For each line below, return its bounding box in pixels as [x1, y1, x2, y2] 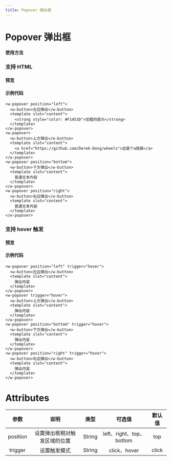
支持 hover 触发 [5, 226, 44, 233]
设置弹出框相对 [34, 429, 71, 436]
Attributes [5, 392, 50, 404]
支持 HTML [5, 63, 33, 70]
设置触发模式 [39, 447, 71, 454]
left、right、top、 [103, 430, 145, 437]
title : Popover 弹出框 [5, 7, 52, 13]
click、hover [109, 447, 139, 454]
